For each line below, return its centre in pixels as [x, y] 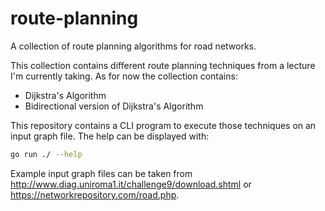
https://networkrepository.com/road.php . [95, 194]
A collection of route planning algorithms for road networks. [133, 46]
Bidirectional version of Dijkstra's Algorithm [114, 106]
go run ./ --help [46, 154]
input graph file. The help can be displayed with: [110, 136]
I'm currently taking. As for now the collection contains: [124, 76]
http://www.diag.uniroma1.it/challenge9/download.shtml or [131, 184]
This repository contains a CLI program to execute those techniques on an [163, 125]
